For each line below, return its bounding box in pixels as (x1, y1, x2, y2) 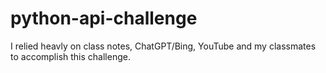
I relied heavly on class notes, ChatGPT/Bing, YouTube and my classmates (10, 40, 317, 52)
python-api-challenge (10, 7, 198, 30)
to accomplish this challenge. (10, 50, 131, 62)
